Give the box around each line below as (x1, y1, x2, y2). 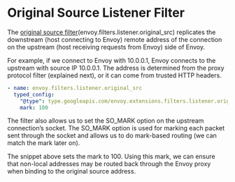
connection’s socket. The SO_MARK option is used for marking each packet (7, 124, 225, 132)
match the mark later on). (7, 139, 80, 147)
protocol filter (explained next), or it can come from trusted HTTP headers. (7, 71, 222, 79)
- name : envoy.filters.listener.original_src (7, 84, 142, 91)
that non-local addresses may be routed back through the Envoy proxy (7, 160, 211, 168)
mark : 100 (20, 104, 49, 111)
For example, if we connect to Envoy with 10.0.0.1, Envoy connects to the (7, 56, 216, 64)
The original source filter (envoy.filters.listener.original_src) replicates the (7, 28, 216, 36)
